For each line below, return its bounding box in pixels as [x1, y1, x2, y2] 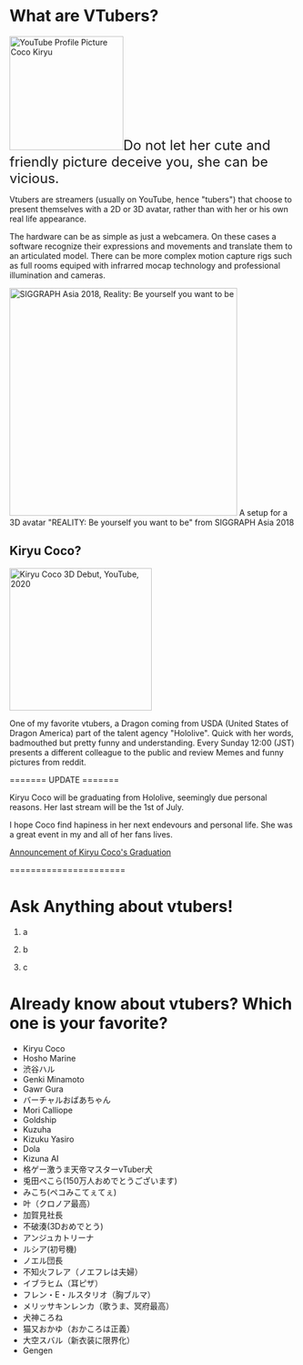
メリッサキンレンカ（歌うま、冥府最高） [22, 1300, 175, 1311]
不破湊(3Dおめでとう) [22, 1220, 104, 1231]
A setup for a [238, 507, 288, 518]
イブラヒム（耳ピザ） [22, 1278, 103, 1288]
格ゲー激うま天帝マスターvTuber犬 [22, 1164, 153, 1175]
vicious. [9, 169, 59, 187]
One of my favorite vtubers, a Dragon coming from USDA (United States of [9, 717, 289, 729]
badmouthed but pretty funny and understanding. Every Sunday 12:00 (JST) [9, 737, 295, 748]
